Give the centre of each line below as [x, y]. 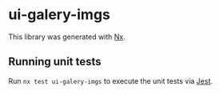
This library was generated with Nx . [67, 37]
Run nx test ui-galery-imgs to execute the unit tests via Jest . [111, 80]
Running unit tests [55, 62]
